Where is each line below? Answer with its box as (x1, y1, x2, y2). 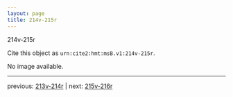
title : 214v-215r (7, 17, 58, 23)
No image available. (7, 62, 64, 70)
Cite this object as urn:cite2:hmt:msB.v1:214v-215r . (7, 49, 155, 57)
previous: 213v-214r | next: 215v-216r (7, 82, 113, 90)
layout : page (7, 10, 45, 17)
